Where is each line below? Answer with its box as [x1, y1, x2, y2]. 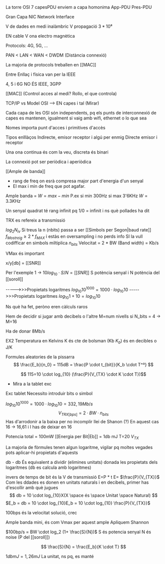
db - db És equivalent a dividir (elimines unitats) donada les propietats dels [5, 459, 158, 465]
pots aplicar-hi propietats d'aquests [5, 450, 78, 455]
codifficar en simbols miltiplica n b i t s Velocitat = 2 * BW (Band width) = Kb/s [5, 240, 159, 247]
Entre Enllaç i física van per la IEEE [5, 71, 76, 77]
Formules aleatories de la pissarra [5, 354, 75, 360]
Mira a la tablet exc [12, 381, 52, 387]
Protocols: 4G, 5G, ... [5, 43, 48, 49]
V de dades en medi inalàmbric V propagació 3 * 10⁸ [5, 23, 113, 29]
